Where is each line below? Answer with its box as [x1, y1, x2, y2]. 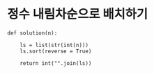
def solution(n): [7, 29, 58, 37]
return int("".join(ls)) [20, 59, 92, 66]
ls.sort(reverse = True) [20, 48, 92, 55]
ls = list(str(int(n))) [20, 41, 89, 48]
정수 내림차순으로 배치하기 [7, 6, 148, 22]
